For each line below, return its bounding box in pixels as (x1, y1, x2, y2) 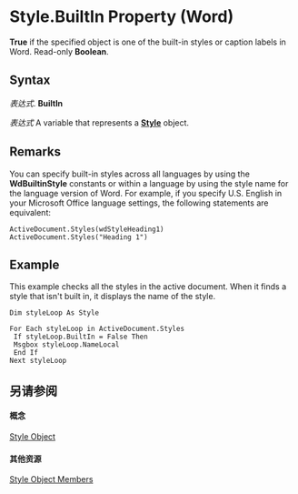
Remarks (9, 144, 62, 160)
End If (13, 348, 39, 358)
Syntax (9, 73, 51, 88)
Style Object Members (9, 474, 94, 485)
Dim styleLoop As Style (9, 308, 100, 318)
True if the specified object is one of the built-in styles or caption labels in (9, 36, 286, 47)
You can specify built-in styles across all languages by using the (9, 168, 250, 179)
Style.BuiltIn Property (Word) (9, 6, 234, 27)
